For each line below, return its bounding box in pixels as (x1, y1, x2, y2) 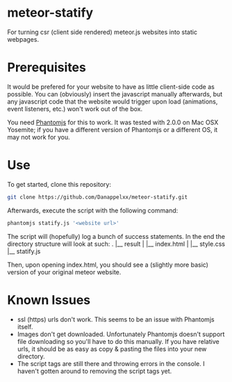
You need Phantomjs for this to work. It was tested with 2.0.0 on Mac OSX (7, 118, 219, 126)
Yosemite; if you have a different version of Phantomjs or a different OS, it (7, 125, 218, 133)
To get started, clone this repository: (7, 180, 111, 188)
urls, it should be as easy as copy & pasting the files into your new (17, 344, 207, 353)
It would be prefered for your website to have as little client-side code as (7, 82, 215, 91)
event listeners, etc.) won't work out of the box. (7, 104, 143, 113)
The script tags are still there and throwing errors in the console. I (17, 359, 205, 367)
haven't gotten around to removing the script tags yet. (17, 367, 172, 375)
